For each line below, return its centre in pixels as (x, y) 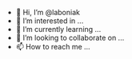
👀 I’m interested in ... (50, 21)
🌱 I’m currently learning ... (58, 29)
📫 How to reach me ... (53, 47)
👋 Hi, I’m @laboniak (48, 12)
